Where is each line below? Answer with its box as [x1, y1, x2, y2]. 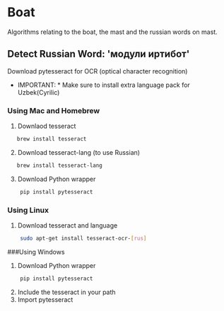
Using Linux [7, 205, 49, 215]
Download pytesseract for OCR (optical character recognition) [7, 66, 188, 75]
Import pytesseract [17, 295, 73, 304]
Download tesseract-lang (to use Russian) [17, 148, 140, 156]
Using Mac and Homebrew [7, 105, 100, 115]
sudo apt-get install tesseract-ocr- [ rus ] [20, 235, 147, 242]
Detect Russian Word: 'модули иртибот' [7, 48, 190, 60]
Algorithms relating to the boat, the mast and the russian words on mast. [7, 28, 218, 36]
